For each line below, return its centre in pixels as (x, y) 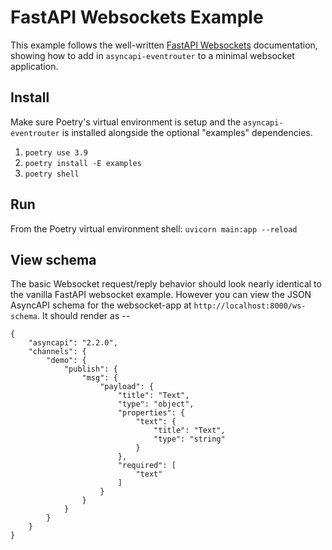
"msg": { (99, 378)
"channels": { (57, 352)
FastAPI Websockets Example (137, 17)
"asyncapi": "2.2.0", (73, 343)
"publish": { (90, 369)
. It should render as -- (83, 316)
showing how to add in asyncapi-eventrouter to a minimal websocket (152, 55)
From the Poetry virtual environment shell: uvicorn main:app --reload (154, 228)
